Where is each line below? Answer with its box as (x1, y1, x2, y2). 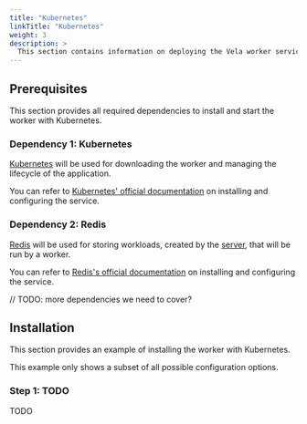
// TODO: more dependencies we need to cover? (9, 294, 193, 305)
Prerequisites (9, 81, 88, 97)
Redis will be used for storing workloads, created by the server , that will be (9, 239, 291, 250)
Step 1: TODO (9, 385, 70, 398)
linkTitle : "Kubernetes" (9, 22, 104, 31)
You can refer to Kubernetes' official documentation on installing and (9, 186, 269, 197)
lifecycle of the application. (9, 168, 111, 179)
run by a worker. (9, 248, 71, 260)
